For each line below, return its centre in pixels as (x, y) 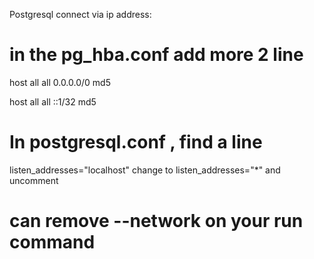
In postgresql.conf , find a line (136, 142)
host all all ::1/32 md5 (53, 101)
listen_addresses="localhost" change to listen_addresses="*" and (145, 170)
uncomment (34, 180)
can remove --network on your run (156, 221)
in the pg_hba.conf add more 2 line (156, 55)
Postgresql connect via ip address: (80, 14)
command (52, 242)
